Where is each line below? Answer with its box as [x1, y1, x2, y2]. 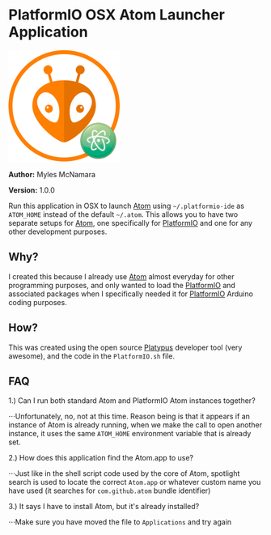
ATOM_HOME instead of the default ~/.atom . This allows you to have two [8, 209, 239, 219]
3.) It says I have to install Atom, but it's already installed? [8, 502, 200, 512]
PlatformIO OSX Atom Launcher [8, 6, 225, 24]
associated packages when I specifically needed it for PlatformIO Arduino [8, 289, 253, 299]
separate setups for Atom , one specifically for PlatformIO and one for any [8, 218, 253, 227]
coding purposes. [8, 297, 67, 307]
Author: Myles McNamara [8, 169, 95, 179]
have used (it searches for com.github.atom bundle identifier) [8, 486, 211, 495]
